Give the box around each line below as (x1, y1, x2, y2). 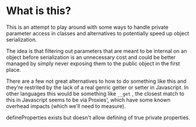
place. (6, 66, 22, 73)
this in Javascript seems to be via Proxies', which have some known (6, 96, 171, 103)
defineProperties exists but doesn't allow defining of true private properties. (6, 113, 190, 121)
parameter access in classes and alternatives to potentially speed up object (6, 29, 190, 36)
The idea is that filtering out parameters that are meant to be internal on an (6, 47, 187, 54)
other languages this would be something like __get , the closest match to (6, 90, 185, 97)
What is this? (6, 4, 72, 18)
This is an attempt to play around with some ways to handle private (6, 24, 169, 31)
